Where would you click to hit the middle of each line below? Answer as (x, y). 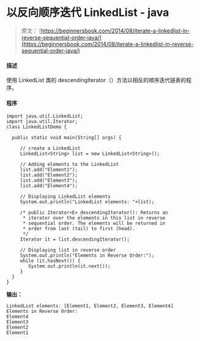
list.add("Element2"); (49, 175)
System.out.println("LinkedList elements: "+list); (87, 202)
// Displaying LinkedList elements (65, 197)
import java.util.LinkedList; (45, 116)
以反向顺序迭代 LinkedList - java (88, 13)
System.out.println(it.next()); (70, 266)
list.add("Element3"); (49, 181)
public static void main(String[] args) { (67, 138)
